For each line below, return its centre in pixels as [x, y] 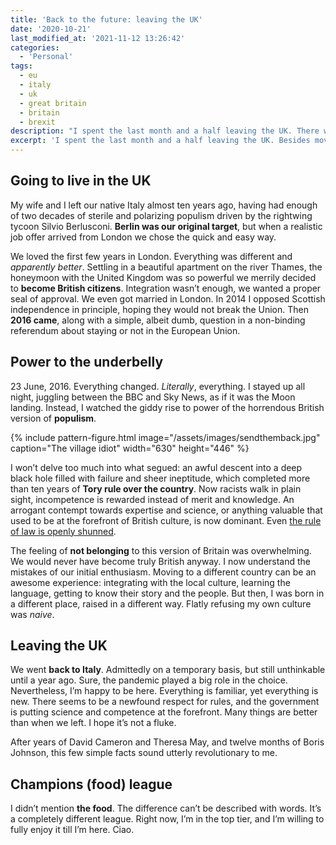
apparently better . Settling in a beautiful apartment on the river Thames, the [166, 267]
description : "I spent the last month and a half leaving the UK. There [165, 131]
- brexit [37, 122]
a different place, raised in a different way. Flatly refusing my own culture [161, 603]
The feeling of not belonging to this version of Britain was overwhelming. [161, 550]
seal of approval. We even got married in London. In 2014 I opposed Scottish [168, 298]
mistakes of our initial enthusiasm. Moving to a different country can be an [163, 572]
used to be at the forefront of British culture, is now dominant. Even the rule [166, 520]
